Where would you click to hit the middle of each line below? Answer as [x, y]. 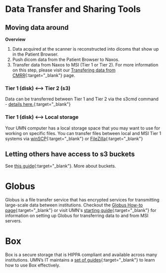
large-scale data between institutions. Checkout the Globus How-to [74, 205]
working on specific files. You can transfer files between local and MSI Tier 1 [83, 133]
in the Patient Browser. [35, 54]
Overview [15, 39]
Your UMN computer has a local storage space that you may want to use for [83, 128]
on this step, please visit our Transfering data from [64, 70]
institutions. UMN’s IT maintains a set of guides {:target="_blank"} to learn [80, 260]
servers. [14, 221]
